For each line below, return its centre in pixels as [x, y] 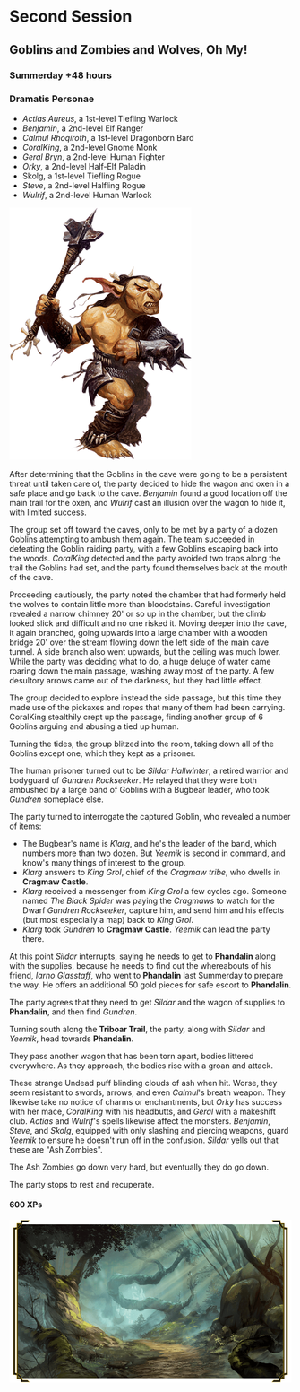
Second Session [71, 17]
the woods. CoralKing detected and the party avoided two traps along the [145, 558]
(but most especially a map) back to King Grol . [108, 919]
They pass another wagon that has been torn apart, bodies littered [132, 1056]
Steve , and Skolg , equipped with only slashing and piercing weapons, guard [149, 1130]
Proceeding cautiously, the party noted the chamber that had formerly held [148, 595]
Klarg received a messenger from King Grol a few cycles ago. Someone [154, 891]
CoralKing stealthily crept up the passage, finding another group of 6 [137, 717]
